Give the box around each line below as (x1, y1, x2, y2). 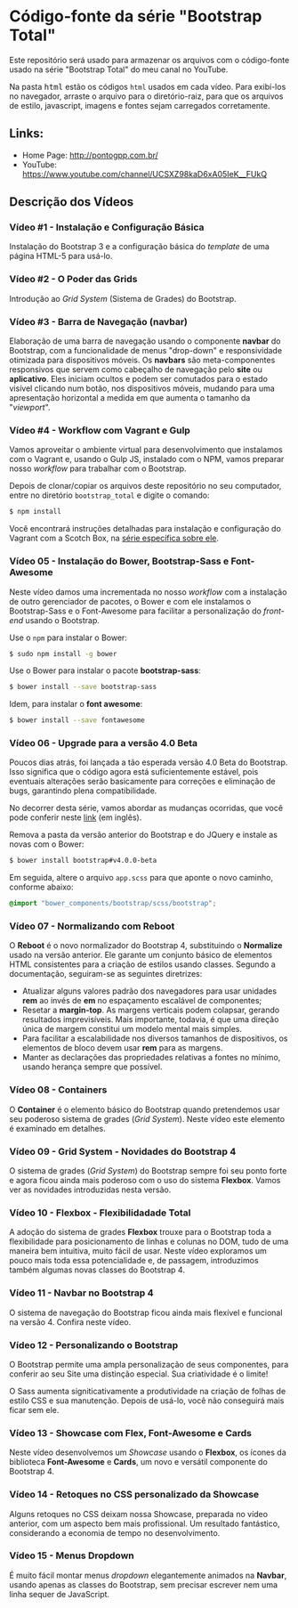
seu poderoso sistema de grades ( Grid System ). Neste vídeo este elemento (9, 1113, 286, 1124)
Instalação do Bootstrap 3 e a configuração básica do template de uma (9, 241, 270, 252)
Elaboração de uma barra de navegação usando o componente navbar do (9, 336, 282, 346)
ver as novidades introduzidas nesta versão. (9, 1184, 172, 1195)
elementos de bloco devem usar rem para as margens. (21, 1043, 223, 1053)
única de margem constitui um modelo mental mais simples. (21, 1024, 243, 1035)
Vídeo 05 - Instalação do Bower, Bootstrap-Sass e (9, 555, 230, 567)
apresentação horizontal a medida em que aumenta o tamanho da (9, 393, 251, 403)
